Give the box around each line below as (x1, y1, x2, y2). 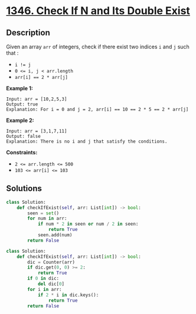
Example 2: (6, 117, 34, 124)
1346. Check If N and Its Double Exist (6, 4, 191, 18)
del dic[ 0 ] (37, 281, 65, 287)
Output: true (6, 101, 38, 107)
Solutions (6, 184, 43, 194)
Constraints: (6, 149, 38, 156)
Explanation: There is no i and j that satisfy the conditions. (6, 138, 168, 144)
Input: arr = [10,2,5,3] (6, 96, 67, 102)
